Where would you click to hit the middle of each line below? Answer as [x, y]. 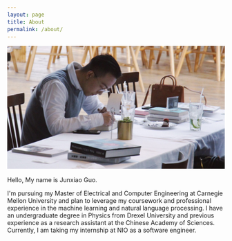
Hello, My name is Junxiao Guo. [52, 179]
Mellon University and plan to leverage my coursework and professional [109, 200]
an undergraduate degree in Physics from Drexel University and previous [111, 215]
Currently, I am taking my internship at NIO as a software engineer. [102, 230]
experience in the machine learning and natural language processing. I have [115, 208]
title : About [26, 22]
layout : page [26, 15]
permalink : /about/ [35, 29]
